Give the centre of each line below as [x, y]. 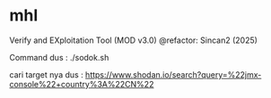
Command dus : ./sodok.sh [59, 57]
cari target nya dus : [46, 74]
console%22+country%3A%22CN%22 [82, 84]
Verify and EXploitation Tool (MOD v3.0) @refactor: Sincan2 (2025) [134, 40]
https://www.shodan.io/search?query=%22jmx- [173, 74]
